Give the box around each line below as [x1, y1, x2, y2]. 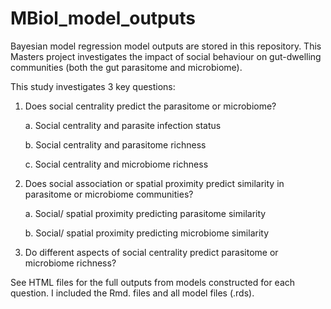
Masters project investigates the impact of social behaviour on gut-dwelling [10, 50, 322, 62]
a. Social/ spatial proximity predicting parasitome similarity [24, 207, 267, 219]
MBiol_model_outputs [10, 7, 196, 30]
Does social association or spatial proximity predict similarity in [24, 177, 285, 189]
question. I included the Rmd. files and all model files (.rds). [10, 287, 255, 299]
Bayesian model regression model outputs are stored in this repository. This [10, 40, 322, 52]
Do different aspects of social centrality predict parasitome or [24, 246, 279, 258]
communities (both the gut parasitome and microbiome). [10, 61, 243, 73]
